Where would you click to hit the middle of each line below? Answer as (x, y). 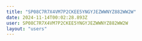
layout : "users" (27, 29)
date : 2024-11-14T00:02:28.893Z (47, 17)
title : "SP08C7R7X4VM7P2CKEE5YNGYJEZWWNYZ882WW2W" (71, 12)
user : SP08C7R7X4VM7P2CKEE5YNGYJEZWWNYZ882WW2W (67, 23)
